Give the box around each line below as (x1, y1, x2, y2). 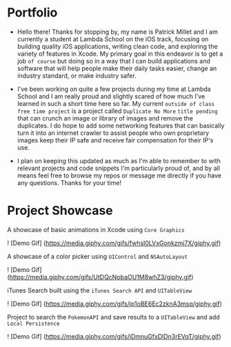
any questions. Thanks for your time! (17, 178, 122, 187)
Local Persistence (7, 320, 60, 327)
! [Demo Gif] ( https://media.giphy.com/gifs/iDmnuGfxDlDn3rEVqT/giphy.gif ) (7, 332, 222, 340)
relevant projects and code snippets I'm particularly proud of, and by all (17, 164, 221, 172)
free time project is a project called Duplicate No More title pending (17, 107, 219, 115)
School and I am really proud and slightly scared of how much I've (17, 92, 205, 101)
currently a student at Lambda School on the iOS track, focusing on (17, 34, 209, 43)
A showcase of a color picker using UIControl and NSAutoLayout (7, 252, 188, 260)
